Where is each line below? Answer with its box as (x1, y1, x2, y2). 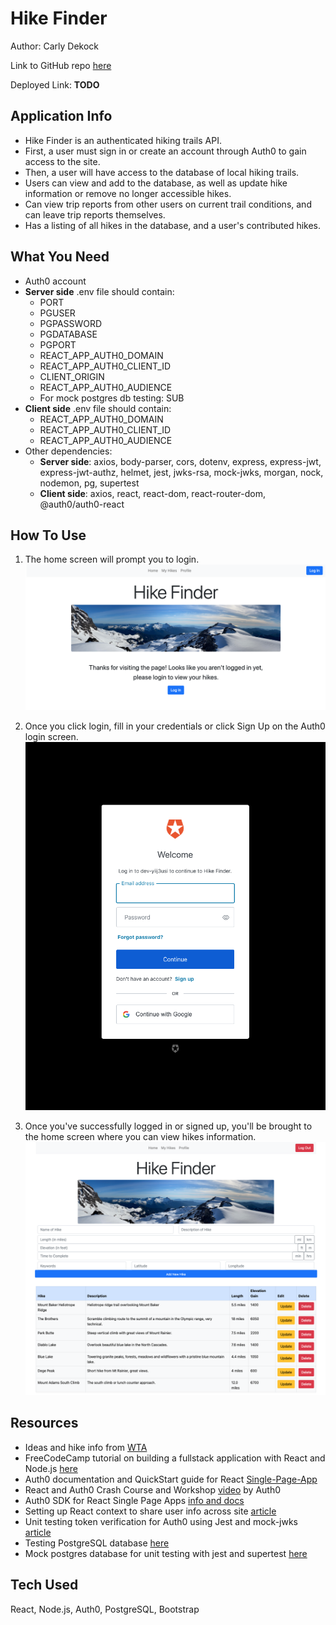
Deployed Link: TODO (10, 78, 100, 91)
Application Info (10, 108, 113, 125)
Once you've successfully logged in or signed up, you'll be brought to (24, 1120, 313, 1132)
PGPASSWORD (39, 317, 103, 329)
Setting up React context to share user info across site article (24, 1505, 277, 1517)
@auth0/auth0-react (39, 498, 125, 510)
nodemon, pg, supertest (39, 477, 140, 489)
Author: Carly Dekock (10, 40, 99, 52)
